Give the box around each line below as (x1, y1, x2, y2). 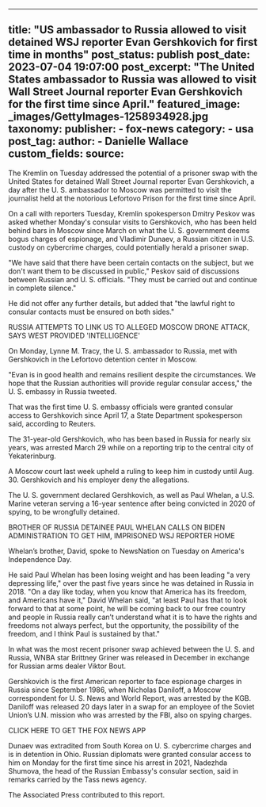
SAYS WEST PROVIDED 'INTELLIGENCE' (8, 331, 141, 340)
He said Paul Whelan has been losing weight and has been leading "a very (8, 570, 251, 579)
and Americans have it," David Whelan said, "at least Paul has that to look (8, 595, 248, 605)
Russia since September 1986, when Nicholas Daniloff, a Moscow (8, 685, 222, 694)
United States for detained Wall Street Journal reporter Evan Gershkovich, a (8, 176, 255, 186)
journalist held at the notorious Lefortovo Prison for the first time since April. (8, 193, 256, 203)
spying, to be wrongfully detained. (8, 507, 120, 516)
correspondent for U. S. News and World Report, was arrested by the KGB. (8, 693, 252, 702)
